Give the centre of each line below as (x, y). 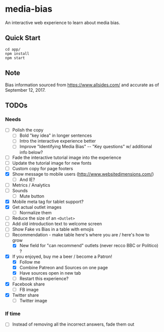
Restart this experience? (44, 279)
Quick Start (23, 38)
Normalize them (35, 213)
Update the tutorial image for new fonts (52, 163)
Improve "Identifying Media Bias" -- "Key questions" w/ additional (86, 147)
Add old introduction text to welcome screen (57, 224)
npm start (15, 58)
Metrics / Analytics (31, 185)
